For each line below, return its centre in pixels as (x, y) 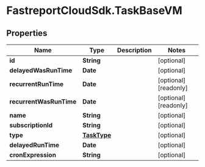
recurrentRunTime (37, 84)
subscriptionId (31, 125)
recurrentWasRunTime (43, 101)
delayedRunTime (34, 145)
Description (134, 50)
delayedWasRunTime (41, 70)
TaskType (97, 135)
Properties (27, 33)
